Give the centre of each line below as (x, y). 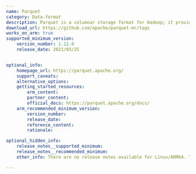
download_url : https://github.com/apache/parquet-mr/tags (78, 28)
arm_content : (43, 92)
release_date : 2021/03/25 (48, 50)
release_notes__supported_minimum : (60, 147)
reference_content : (51, 125)
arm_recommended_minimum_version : (58, 109)
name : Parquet (23, 11)
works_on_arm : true (30, 33)
